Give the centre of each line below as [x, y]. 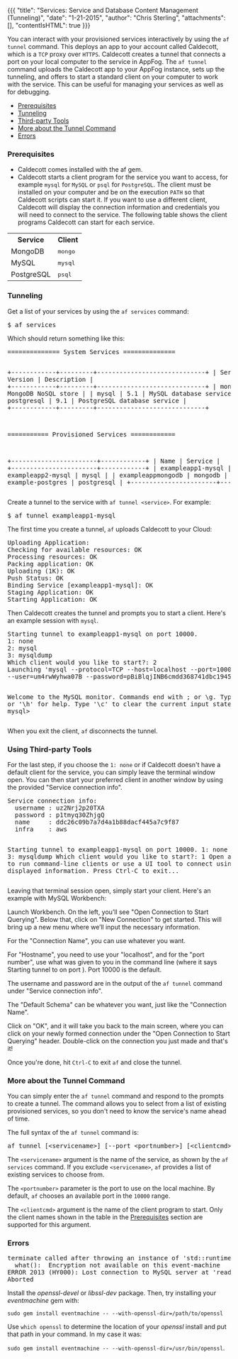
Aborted [21, 1280]
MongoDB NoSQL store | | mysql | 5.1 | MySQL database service [119, 394]
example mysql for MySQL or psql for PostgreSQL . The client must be [114, 185]
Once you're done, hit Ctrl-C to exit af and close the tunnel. [95, 1062]
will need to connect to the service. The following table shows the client [123, 215]
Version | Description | [50, 379]
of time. [18, 1119]
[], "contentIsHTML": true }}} [49, 25]
